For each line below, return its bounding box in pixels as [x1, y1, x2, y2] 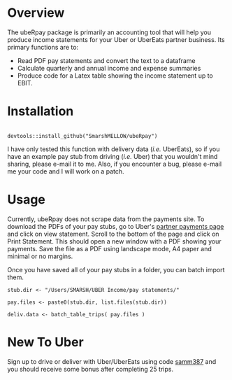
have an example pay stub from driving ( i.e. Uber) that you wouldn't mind [7, 152, 218, 160]
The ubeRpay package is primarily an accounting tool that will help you [7, 28, 212, 36]
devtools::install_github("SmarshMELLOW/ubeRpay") [7, 132, 158, 139]
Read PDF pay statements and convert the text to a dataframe [17, 56, 196, 64]
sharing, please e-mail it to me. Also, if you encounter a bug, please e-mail [7, 160, 222, 168]
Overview [7, 5, 65, 21]
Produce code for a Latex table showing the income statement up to [17, 71, 213, 80]
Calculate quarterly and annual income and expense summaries [17, 64, 201, 72]
